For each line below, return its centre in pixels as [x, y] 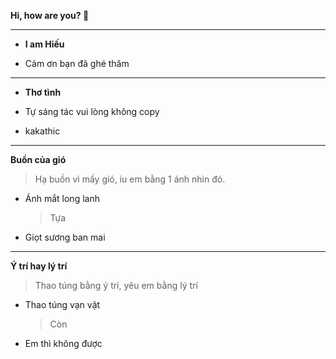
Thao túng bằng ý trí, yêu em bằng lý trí [116, 285]
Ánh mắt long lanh [62, 198]
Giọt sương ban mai [65, 237]
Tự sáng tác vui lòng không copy [92, 111]
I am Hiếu [44, 44]
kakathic [42, 131]
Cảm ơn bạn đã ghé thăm [77, 63]
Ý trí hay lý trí [39, 266]
